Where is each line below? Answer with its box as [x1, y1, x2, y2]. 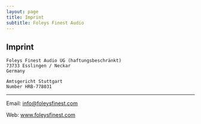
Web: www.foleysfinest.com [6, 111, 76, 119]
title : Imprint [6, 14, 44, 20]
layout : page [6, 8, 39, 15]
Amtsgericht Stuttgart [6, 79, 63, 85]
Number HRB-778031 [6, 84, 52, 90]
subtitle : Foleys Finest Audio [6, 20, 84, 26]
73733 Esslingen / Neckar [6, 63, 71, 69]
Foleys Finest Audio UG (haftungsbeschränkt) [6, 58, 121, 64]
